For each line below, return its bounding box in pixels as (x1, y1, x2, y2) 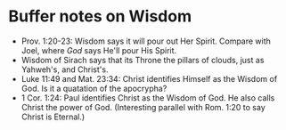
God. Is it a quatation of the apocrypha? (20, 83, 168, 93)
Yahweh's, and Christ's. (20, 64, 109, 75)
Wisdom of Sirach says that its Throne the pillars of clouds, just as (20, 54, 265, 65)
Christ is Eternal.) (20, 111, 86, 122)
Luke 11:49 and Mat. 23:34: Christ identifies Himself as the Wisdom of (20, 73, 278, 84)
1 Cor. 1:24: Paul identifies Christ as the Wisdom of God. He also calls (20, 92, 275, 103)
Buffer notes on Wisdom (8, 6, 192, 27)
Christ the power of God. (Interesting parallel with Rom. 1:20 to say (20, 102, 266, 112)
